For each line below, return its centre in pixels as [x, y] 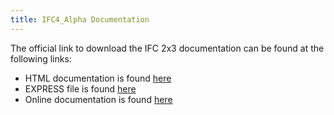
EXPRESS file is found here [80, 88]
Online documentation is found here [98, 99]
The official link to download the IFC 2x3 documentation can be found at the [167, 48]
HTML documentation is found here [98, 78]
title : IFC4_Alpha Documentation [80, 19]
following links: [41, 58]
